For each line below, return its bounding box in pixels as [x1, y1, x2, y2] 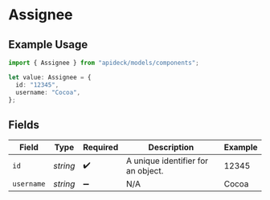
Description [148, 142, 194, 153]
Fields [8, 118, 40, 132]
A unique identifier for [125, 155, 209, 166]
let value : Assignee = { [8, 73, 92, 81]
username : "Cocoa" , [15, 88, 81, 96]
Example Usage [8, 38, 88, 51]
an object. [125, 165, 164, 177]
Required [83, 142, 119, 153]
